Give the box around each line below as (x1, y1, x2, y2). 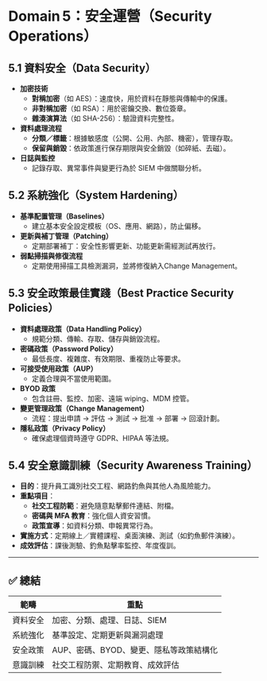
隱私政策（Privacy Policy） (19, 423, 110, 433)
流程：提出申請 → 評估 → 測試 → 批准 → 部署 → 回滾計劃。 (31, 413, 224, 423)
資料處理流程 (19, 124, 62, 133)
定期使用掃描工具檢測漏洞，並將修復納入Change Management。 (31, 261, 242, 270)
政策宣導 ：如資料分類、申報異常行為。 (31, 521, 157, 531)
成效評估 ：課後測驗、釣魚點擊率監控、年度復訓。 (19, 541, 180, 551)
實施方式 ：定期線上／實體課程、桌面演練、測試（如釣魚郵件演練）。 (19, 531, 240, 540)
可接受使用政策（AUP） (19, 363, 98, 373)
